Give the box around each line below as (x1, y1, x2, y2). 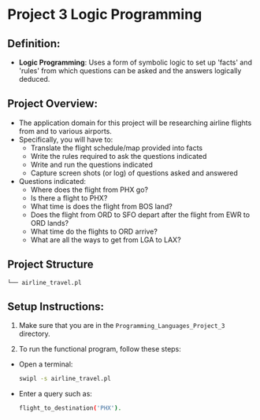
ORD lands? (30, 218, 69, 227)
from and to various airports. (18, 126, 112, 135)
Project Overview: (7, 97, 98, 111)
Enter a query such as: (18, 389, 92, 399)
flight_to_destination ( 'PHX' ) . (18, 404, 122, 412)
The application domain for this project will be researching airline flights (18, 118, 252, 127)
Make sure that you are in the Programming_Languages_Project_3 (18, 321, 225, 330)
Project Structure (7, 258, 94, 271)
